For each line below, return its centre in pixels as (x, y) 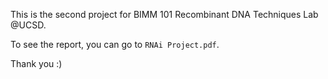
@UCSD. (28, 25)
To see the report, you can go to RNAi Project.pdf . (115, 44)
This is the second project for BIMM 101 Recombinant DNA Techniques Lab (164, 14)
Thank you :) (36, 63)
